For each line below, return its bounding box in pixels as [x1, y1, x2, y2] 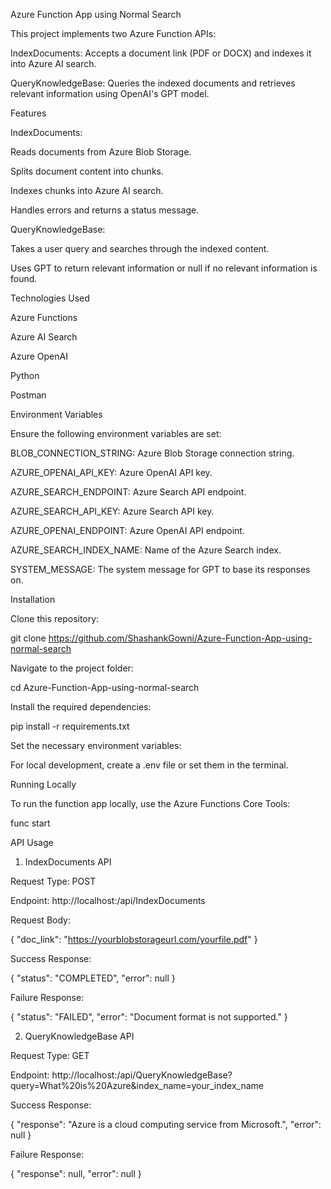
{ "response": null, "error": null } [10, 1168, 142, 1179]
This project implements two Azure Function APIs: [10, 28, 217, 39]
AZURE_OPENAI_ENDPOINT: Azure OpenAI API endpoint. [10, 525, 245, 536]
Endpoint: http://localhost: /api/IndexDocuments [10, 895, 206, 906]
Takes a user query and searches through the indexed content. [10, 243, 270, 254]
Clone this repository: [10, 613, 100, 624]
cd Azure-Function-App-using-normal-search [10, 682, 200, 693]
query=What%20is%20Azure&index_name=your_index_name [10, 1080, 265, 1091]
